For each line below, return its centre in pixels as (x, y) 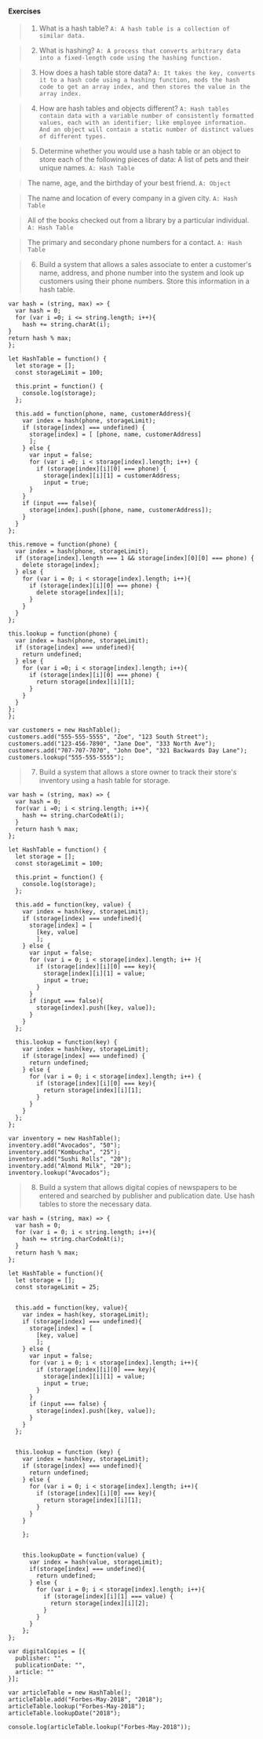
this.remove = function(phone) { (63, 545)
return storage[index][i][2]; (99, 1604)
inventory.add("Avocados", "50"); (65, 1146)
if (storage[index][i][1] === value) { (108, 1597)
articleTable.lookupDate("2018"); (65, 1713)
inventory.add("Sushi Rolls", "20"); (70, 1159)
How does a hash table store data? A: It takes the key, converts (147, 73)
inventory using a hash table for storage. (104, 781)
